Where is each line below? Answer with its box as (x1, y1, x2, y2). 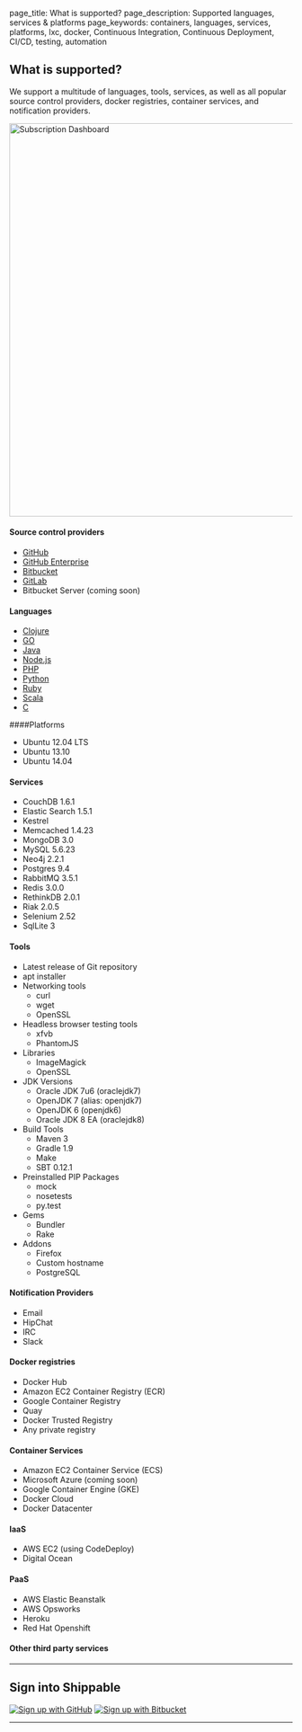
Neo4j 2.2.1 (22, 854, 65, 865)
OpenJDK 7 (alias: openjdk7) (35, 1095, 142, 1106)
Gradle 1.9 (35, 1142, 74, 1153)
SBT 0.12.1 (35, 1161, 73, 1172)
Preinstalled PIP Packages (22, 1171, 120, 1182)
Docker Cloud (22, 1494, 74, 1505)
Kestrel (22, 815, 49, 826)
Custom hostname (35, 1257, 104, 1268)
